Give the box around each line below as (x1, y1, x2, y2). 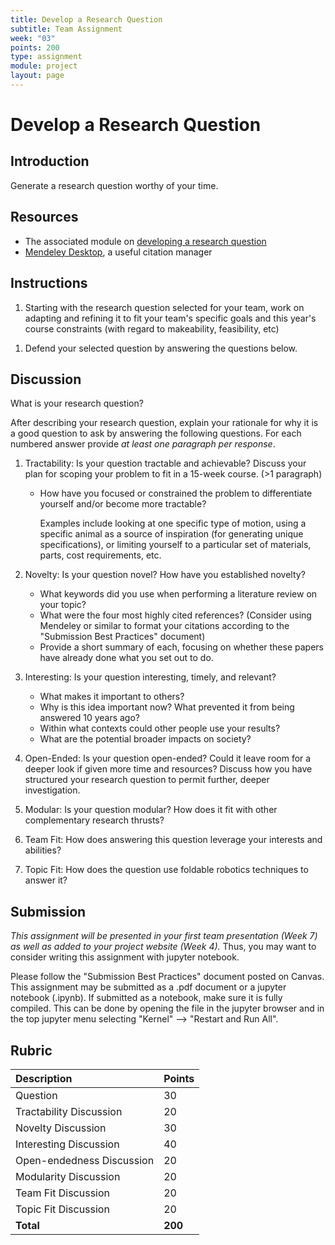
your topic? (39, 599, 87, 611)
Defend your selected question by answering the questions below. (24, 342, 298, 354)
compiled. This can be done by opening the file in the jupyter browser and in (10, 1002, 325, 1015)
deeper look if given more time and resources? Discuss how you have (24, 763, 313, 775)
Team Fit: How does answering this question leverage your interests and (24, 834, 323, 846)
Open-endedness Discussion (15, 1153, 155, 1167)
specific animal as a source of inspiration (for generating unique (39, 528, 304, 540)
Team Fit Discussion (15, 1186, 110, 1200)
